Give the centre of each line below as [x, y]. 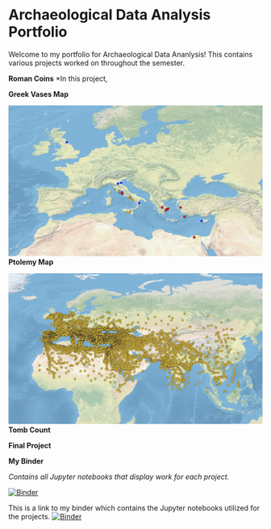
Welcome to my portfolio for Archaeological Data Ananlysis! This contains [131, 54]
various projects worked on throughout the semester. [97, 63]
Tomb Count [29, 430]
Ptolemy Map [31, 262]
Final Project [30, 446]
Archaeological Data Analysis [110, 15]
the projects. [29, 517]
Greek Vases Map [39, 94]
